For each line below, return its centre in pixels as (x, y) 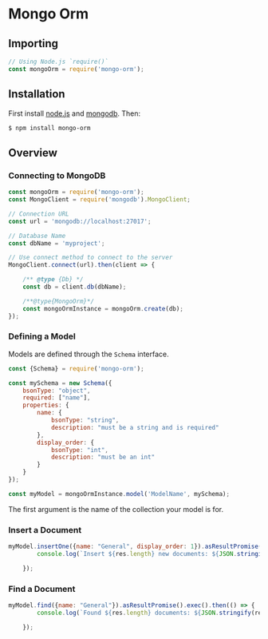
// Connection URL (39, 214)
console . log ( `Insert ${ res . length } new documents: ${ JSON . (137, 554)
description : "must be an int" (103, 457)
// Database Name (37, 236)
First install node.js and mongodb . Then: (75, 113)
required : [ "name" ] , (57, 398)
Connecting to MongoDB (57, 175)
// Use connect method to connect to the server (91, 258)
